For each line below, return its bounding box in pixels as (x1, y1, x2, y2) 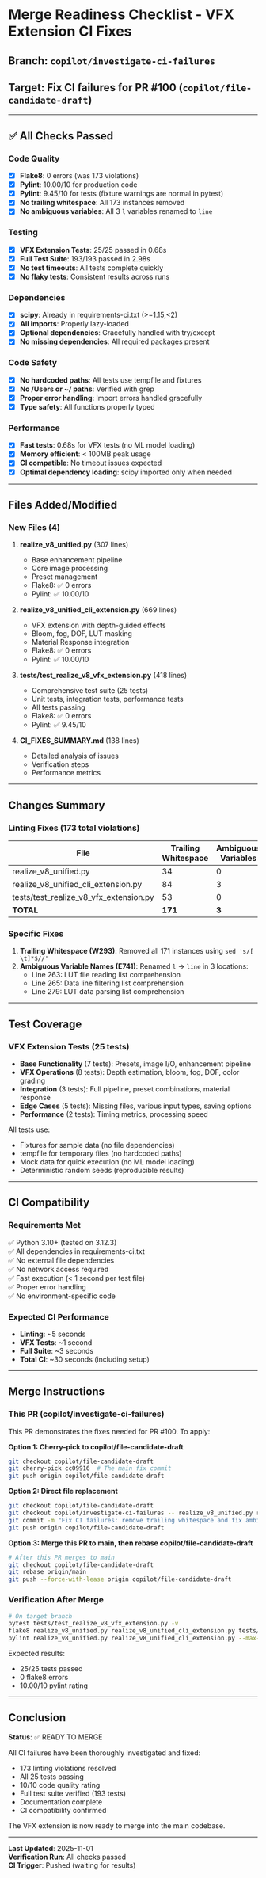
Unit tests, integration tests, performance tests (31, 695, 184, 704)
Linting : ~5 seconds (19, 1329, 86, 1339)
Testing (8, 227, 38, 238)
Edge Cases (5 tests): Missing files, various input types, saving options (19, 1101, 252, 1110)
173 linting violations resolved (19, 1763, 116, 1773)
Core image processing (31, 564, 108, 573)
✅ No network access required (8, 1264, 109, 1274)
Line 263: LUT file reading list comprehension (31, 970, 180, 980)
